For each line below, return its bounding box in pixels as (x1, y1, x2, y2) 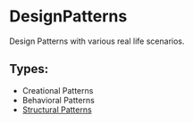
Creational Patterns (21, 85, 94, 95)
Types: (9, 61, 49, 77)
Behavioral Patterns (21, 94, 96, 105)
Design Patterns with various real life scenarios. (9, 36, 185, 46)
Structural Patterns (21, 104, 92, 115)
